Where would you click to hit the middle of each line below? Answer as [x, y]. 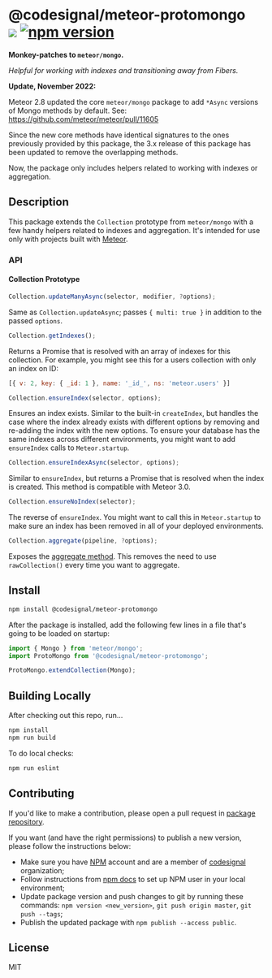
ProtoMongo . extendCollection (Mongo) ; [72, 671]
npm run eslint [34, 768]
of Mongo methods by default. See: [68, 110]
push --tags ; [41, 913]
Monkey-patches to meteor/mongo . [66, 54]
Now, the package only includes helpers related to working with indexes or [133, 167]
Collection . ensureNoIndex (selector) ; [72, 502]
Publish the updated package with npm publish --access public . [128, 922]
